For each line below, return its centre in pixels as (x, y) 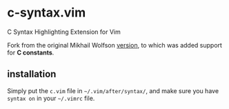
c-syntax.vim (47, 13)
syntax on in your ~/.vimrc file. (51, 98)
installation (32, 74)
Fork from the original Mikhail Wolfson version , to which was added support (115, 45)
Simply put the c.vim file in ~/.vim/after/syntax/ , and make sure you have (113, 90)
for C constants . (31, 52)
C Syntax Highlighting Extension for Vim (64, 32)
